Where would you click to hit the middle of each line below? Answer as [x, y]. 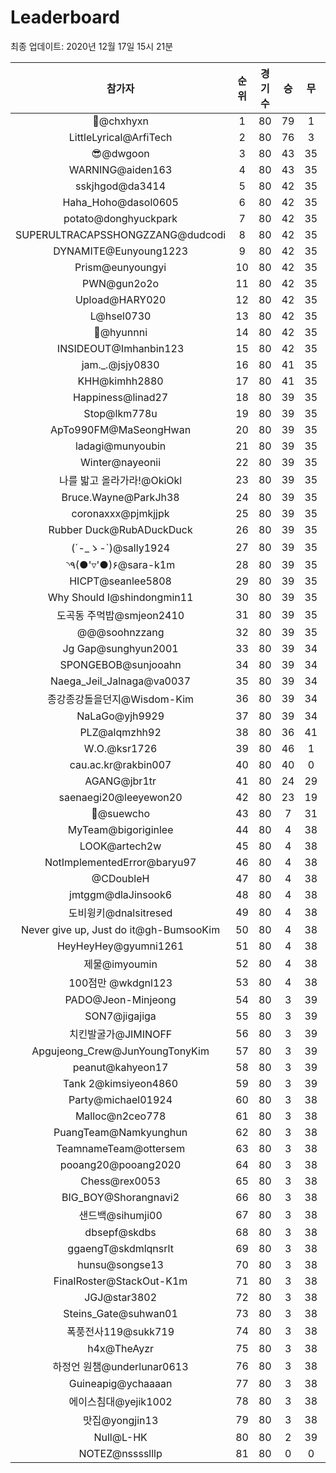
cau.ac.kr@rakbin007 [120, 764]
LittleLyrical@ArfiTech [120, 137]
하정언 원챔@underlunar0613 [120, 1366]
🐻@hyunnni [120, 332]
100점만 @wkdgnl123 [120, 983]
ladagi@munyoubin [120, 446]
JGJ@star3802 [121, 1297]
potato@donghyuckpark [120, 218]
